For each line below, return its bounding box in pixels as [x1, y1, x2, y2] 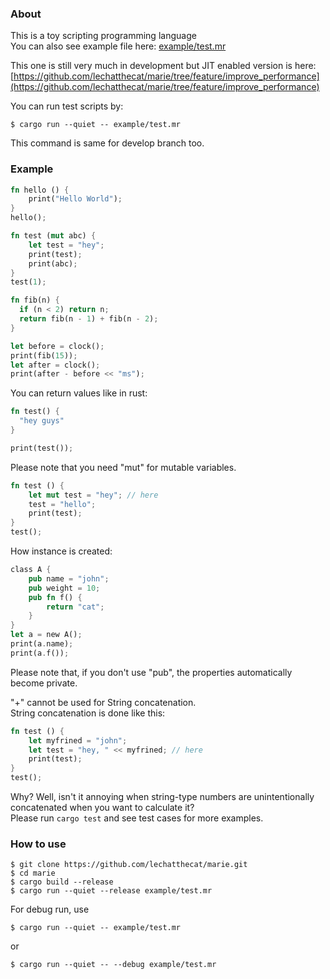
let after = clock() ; [10, 360, 101, 370]
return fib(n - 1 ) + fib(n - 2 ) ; [19, 314, 159, 324]
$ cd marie [10, 868, 56, 879]
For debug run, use [10, 903, 90, 916]
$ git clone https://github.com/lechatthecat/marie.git [10, 860, 248, 870]
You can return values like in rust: [10, 387, 148, 399]
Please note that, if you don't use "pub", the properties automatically [10, 666, 293, 678]
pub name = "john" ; [28, 573, 110, 584]
